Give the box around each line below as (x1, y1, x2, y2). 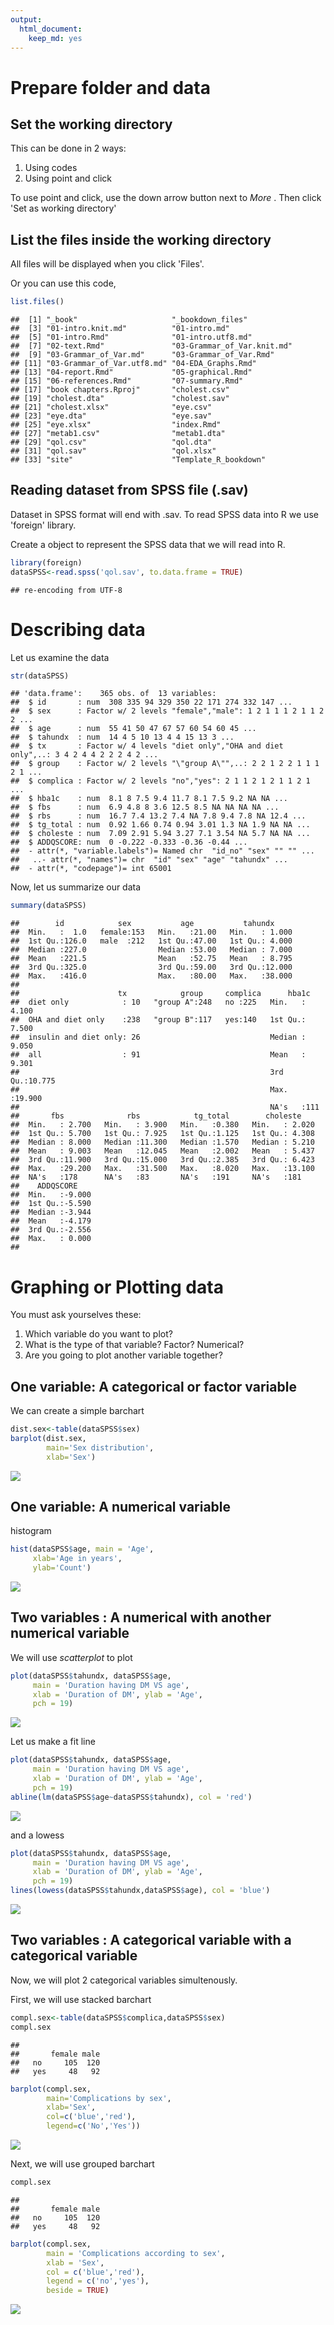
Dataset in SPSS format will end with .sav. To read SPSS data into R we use (10, 508, 319, 520)
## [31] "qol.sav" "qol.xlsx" (10, 446, 217, 456)
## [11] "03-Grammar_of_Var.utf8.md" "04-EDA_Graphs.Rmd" (10, 359, 257, 369)
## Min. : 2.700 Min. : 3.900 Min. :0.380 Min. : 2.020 (10, 1120, 315, 1130)
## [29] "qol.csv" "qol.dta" (10, 437, 213, 448)
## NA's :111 (10, 1102, 320, 1113)
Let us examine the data (10, 651, 110, 663)
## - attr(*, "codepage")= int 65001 (10, 864, 172, 874)
